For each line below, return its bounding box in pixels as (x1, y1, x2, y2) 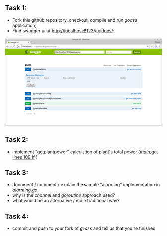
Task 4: (5, 212, 29, 221)
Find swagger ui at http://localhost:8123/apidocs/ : (12, 27, 115, 34)
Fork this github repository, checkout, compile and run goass (12, 17, 138, 23)
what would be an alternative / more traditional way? (12, 198, 120, 204)
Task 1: (5, 4, 27, 12)
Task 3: (5, 169, 29, 177)
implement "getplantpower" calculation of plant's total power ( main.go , (12, 149, 158, 155)
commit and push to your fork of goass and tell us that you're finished (12, 225, 156, 231)
